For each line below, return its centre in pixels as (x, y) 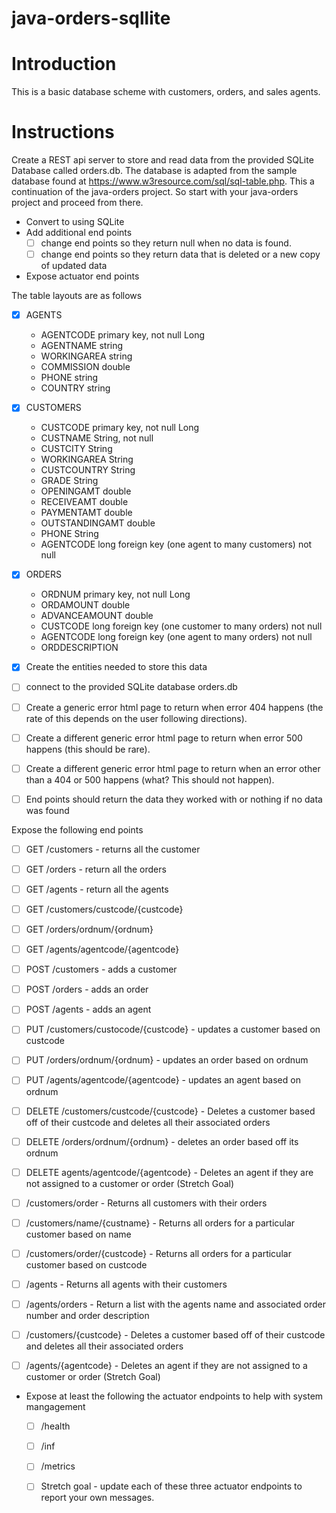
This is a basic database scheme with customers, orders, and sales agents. (166, 92)
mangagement (55, 1407)
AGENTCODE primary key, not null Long (123, 335)
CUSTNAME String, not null (97, 438)
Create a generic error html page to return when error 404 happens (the (174, 707)
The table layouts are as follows (77, 296)
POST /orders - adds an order (87, 989)
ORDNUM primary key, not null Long (115, 594)
